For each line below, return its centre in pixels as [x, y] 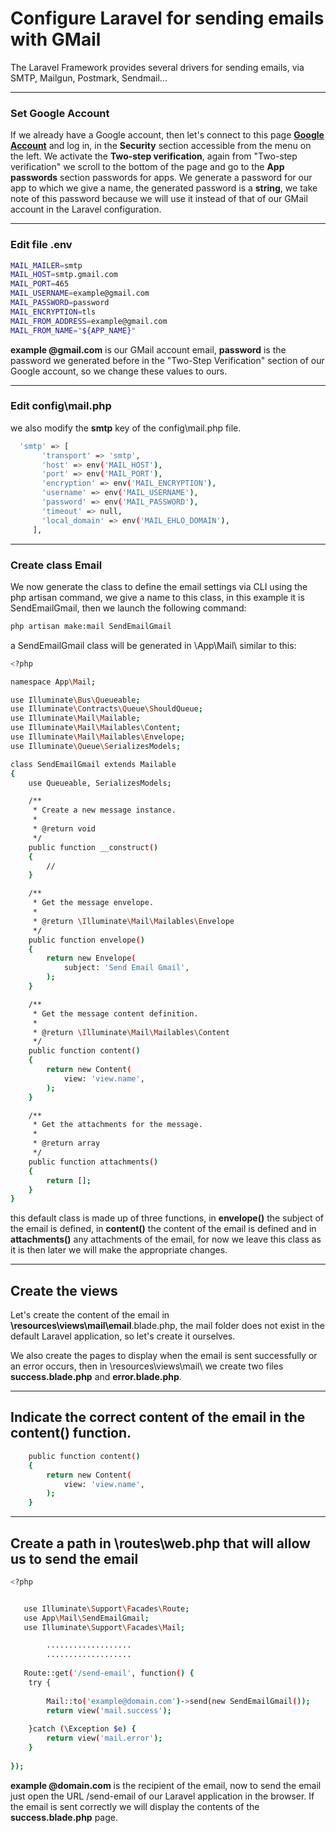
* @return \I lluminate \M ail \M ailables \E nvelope [133, 921]
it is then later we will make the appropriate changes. [119, 1250]
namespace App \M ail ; [53, 682]
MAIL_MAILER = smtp [46, 265]
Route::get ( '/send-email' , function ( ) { [109, 1673]
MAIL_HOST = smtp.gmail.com [64, 275]
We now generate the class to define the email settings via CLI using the [159, 586]
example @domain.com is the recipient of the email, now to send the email [166, 1785]
